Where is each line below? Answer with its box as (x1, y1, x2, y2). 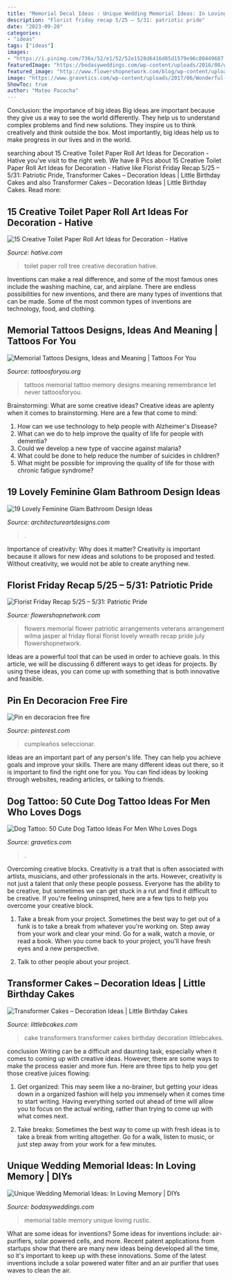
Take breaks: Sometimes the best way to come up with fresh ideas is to (17, 1125, 220, 1133)
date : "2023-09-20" (7, 23, 64, 30)
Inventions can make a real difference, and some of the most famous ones (7, 275, 219, 284)
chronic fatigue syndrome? (17, 466, 94, 474)
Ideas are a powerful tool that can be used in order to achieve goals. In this (7, 653, 220, 661)
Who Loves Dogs (7, 806, 81, 818)
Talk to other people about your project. (17, 958, 130, 965)
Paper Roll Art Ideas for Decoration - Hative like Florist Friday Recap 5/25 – (7, 164, 220, 172)
